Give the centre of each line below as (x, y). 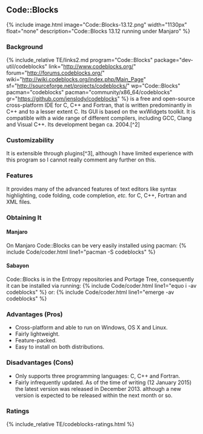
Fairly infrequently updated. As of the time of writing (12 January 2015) (103, 382)
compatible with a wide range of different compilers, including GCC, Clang (99, 118)
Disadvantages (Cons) (40, 362)
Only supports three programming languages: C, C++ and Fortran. (98, 376)
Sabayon (18, 266)
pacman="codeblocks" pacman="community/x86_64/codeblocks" (89, 92)
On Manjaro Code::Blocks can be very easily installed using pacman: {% (96, 245)
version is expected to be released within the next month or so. (94, 395)
